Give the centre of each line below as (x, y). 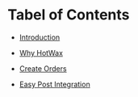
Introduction (40, 37)
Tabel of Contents (69, 15)
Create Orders (43, 68)
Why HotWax (41, 53)
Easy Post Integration (54, 84)
